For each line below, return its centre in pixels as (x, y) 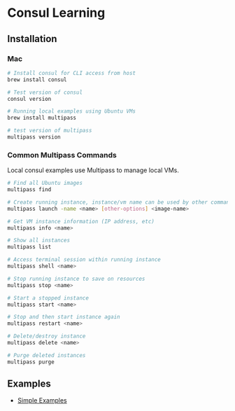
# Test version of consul (45, 92)
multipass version (34, 137)
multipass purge (31, 362)
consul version (29, 99)
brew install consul (37, 79)
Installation (32, 39)
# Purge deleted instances (47, 355)
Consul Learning (56, 13)
